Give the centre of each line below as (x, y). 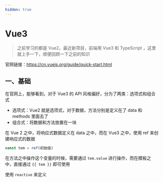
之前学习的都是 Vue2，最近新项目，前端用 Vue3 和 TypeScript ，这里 (86, 48)
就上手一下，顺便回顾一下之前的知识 (53, 54)
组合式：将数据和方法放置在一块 (44, 122)
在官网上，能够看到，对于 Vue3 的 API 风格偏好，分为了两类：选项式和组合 (80, 94)
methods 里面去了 (30, 116)
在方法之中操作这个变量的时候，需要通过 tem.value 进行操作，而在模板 (76, 158)
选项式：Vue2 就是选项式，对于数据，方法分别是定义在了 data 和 (77, 110)
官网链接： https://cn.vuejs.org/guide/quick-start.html (59, 64)
